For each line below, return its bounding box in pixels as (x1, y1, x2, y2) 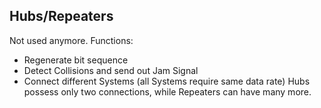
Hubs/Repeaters (9, 8, 114, 25)
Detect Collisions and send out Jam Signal (23, 64, 199, 76)
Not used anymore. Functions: (9, 34, 134, 46)
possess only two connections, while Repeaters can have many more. (23, 85, 312, 98)
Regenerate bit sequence (23, 54, 129, 66)
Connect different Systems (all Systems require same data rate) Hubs (23, 75, 311, 87)
